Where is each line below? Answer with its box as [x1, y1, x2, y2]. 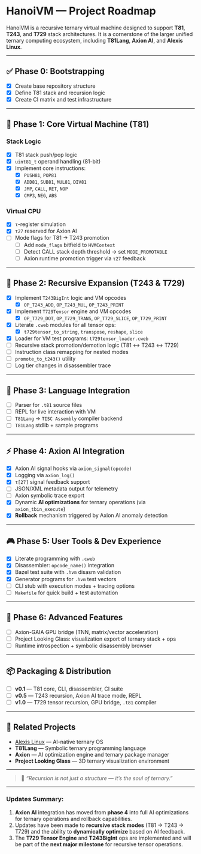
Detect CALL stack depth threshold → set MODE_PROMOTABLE [23, 248, 167, 255]
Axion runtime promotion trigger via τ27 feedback [23, 254, 146, 262]
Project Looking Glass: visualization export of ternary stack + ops [14, 635, 176, 642]
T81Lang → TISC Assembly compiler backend [14, 415, 123, 422]
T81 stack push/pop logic [14, 151, 78, 158]
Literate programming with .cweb [14, 555, 96, 563]
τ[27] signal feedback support [14, 478, 90, 486]
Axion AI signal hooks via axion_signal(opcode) [14, 465, 132, 472]
